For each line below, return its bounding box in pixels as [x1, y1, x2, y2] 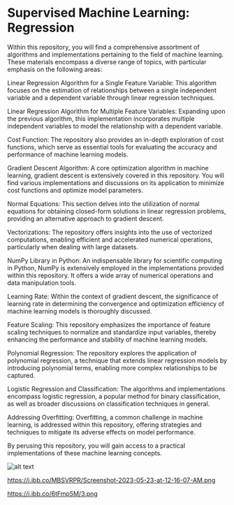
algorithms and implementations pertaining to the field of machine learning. [7, 50, 224, 59]
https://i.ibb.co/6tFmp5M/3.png [7, 489, 98, 497]
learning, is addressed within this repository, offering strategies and [7, 420, 202, 429]
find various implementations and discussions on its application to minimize [7, 178, 225, 186]
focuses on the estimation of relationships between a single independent [7, 86, 217, 94]
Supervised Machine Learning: [7, 5, 190, 21]
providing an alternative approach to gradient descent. [7, 214, 164, 223]
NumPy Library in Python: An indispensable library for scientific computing [7, 256, 222, 265]
